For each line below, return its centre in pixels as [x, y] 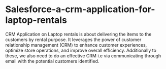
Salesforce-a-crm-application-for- [80, 9]
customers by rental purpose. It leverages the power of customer [73, 40]
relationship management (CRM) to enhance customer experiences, [76, 45]
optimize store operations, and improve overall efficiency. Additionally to [81, 50]
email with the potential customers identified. [52, 61]
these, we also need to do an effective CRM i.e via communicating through [83, 56]
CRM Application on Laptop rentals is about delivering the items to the [78, 34]
